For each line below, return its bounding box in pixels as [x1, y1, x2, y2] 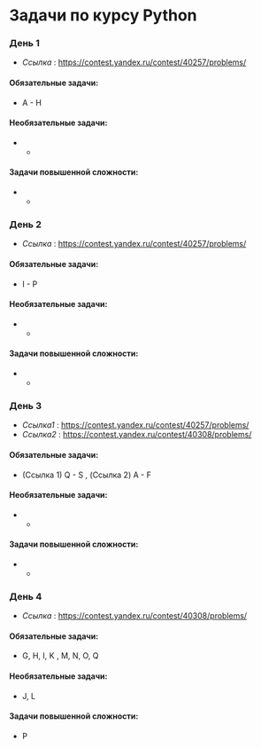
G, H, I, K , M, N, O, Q [21, 650, 99, 661]
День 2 [9, 218, 42, 231]
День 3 [9, 399, 42, 412]
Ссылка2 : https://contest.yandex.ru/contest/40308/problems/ [21, 429, 252, 440]
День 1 [9, 37, 40, 50]
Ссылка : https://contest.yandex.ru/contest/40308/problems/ [21, 610, 248, 621]
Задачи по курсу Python [9, 5, 197, 26]
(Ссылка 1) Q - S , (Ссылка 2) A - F [21, 469, 152, 480]
